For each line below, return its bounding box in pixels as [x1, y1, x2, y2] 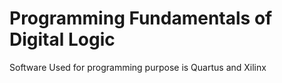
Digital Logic [9, 28, 116, 51]
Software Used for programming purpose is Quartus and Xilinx [9, 61, 267, 73]
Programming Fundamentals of [9, 7, 273, 30]
